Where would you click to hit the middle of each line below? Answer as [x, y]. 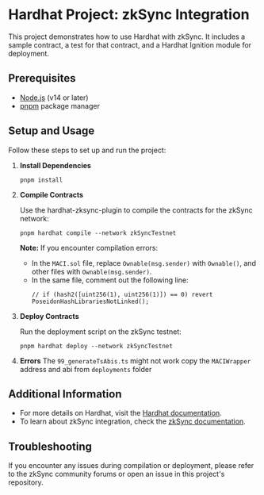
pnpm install [41, 180]
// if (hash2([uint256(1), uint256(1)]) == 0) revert [122, 294]
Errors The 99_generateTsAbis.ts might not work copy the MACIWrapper [135, 361]
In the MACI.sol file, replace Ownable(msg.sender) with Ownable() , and [143, 263]
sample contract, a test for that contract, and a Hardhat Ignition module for [130, 44]
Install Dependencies [55, 165]
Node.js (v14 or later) [54, 98]
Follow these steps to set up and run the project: [87, 150]
